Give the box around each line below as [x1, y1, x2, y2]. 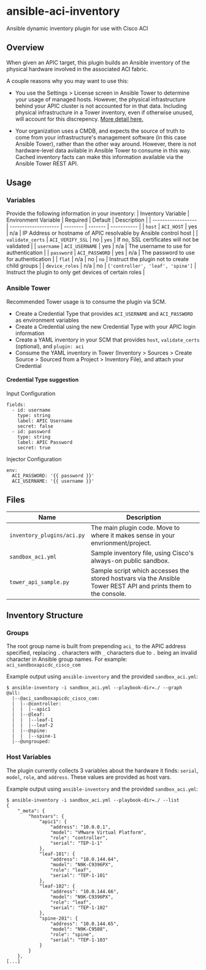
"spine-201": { [39, 915, 78, 921]
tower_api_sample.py [9, 579, 69, 585]
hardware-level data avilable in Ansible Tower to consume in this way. [15, 146, 192, 154]
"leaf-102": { [39, 883, 75, 889]
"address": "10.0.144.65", [50, 920, 120, 927]
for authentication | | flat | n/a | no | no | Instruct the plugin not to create [6, 256, 189, 263]
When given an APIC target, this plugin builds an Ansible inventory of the [6, 58, 190, 66]
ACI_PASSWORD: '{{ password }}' [12, 472, 95, 479]
